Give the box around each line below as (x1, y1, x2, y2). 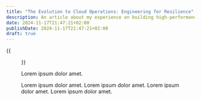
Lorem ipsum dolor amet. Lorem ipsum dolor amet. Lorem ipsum (21, 81, 179, 89)
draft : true (6, 31, 36, 37)
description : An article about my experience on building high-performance (6, 14, 199, 20)
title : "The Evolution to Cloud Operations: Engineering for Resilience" (6, 8, 194, 15)
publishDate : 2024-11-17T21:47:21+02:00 (6, 25, 109, 31)
